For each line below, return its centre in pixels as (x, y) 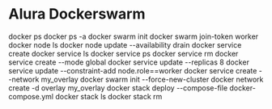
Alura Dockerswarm (77, 14)
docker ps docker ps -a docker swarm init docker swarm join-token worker (134, 36)
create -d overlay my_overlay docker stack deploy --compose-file (118, 88)
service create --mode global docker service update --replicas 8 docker (129, 62)
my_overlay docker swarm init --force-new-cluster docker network (152, 79)
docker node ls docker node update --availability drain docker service (125, 44)
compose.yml (31, 96)
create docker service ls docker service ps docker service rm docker (123, 53)
